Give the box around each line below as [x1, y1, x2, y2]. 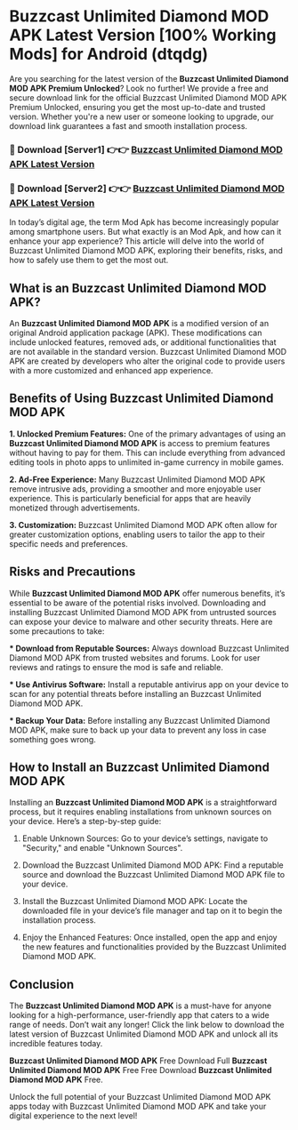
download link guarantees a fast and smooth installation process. [9, 120, 247, 131]
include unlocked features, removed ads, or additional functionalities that [9, 336, 277, 348]
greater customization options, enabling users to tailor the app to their [9, 529, 265, 540]
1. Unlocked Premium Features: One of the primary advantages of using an [9, 429, 286, 439]
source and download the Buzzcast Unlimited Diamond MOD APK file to [21, 870, 286, 880]
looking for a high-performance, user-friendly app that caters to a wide [9, 1010, 270, 1021]
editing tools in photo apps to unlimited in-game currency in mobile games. [9, 456, 285, 468]
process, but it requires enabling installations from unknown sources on [9, 806, 272, 817]
